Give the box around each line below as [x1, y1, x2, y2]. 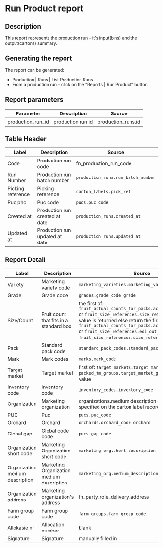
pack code [41, 348, 66, 355]
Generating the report [5, 54, 72, 63]
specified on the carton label [78, 403, 144, 410]
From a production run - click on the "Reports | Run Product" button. [12, 81, 149, 87]
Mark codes [41, 356, 69, 363]
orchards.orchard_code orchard [78, 420, 151, 426]
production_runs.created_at [76, 214, 141, 219]
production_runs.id [97, 118, 141, 125]
